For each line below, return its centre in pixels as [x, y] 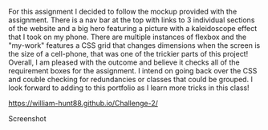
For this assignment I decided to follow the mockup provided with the [123, 12]
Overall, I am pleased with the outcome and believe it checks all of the [124, 62]
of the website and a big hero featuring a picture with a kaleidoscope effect [133, 28]
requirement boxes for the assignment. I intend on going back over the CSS [133, 71]
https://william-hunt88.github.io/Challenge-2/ [83, 103]
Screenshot [27, 118]
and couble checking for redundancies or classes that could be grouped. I [130, 79]
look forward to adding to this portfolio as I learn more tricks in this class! [129, 88]
